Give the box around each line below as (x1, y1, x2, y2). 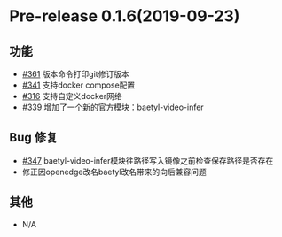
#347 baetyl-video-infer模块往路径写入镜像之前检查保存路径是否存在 (21, 155, 274, 165)
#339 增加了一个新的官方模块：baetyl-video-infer (21, 102, 204, 112)
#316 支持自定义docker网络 (21, 91, 122, 101)
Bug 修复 (9, 130, 59, 145)
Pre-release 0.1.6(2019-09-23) (9, 6, 240, 27)
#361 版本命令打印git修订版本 (21, 69, 130, 79)
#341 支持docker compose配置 (21, 80, 136, 90)
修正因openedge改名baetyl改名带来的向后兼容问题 (21, 166, 207, 177)
